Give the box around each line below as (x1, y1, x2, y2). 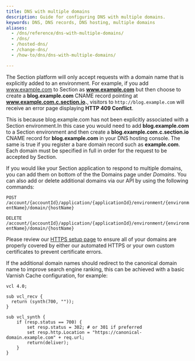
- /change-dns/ (11, 47, 48, 53)
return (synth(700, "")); (11, 298, 75, 305)
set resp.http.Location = (27, 329, 90, 335)
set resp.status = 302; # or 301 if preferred (27, 324, 142, 330)
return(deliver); (27, 339, 69, 346)
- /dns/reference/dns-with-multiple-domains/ (11, 30, 124, 36)
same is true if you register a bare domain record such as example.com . (6, 141, 180, 148)
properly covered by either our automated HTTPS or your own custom (6, 241, 175, 249)
